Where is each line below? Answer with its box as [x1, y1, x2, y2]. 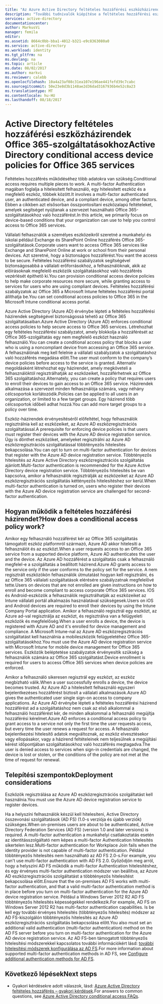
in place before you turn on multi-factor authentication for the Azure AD [5, 888, 148, 895]
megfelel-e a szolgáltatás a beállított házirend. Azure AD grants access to [5, 561, 151, 567]
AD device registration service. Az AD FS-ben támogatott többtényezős [5, 935, 148, 941]
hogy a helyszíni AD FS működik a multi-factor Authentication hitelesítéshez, [5, 863, 158, 868]
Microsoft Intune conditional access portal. [5, 299, 91, 305]
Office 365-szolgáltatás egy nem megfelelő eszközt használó [5, 334, 128, 340]
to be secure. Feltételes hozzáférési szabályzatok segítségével [5, 258, 130, 264]
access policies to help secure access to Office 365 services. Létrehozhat [5, 324, 153, 330]
